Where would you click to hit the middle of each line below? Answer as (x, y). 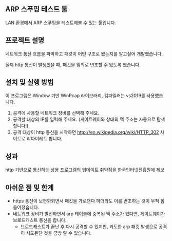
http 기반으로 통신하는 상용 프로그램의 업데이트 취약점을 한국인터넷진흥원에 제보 (85, 170)
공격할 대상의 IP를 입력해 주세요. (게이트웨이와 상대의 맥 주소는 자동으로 (84, 119)
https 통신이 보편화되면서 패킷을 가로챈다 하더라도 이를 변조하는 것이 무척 (86, 201)
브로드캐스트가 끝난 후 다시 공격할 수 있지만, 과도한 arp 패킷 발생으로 (89, 227)
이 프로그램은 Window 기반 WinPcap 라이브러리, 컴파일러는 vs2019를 (75, 96)
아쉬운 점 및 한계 (30, 187)
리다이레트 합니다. (44, 139)
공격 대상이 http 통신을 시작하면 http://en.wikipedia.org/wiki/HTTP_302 (86, 132)
